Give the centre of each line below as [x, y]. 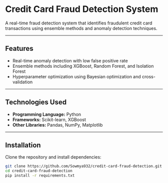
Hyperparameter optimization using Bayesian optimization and [76, 76]
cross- [149, 76]
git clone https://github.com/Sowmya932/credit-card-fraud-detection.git [84, 166]
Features [19, 49]
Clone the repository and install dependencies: [53, 157]
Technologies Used [36, 102]
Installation [23, 145]
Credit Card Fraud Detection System [82, 9]
